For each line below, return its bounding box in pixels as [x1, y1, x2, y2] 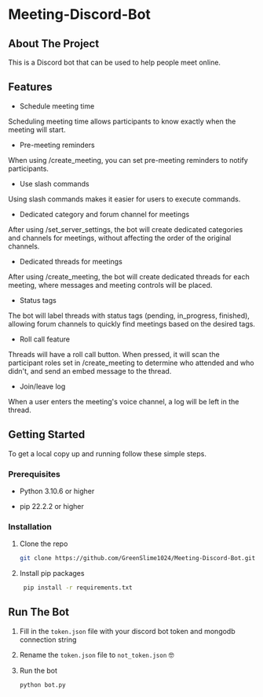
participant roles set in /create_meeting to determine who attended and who [8, 358, 254, 367]
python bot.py [19, 680, 66, 689]
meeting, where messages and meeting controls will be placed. [8, 280, 213, 289]
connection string [19, 635, 77, 644]
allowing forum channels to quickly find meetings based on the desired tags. [8, 319, 255, 328]
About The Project [8, 37, 100, 50]
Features [8, 80, 53, 94]
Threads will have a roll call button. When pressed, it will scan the [8, 349, 220, 359]
